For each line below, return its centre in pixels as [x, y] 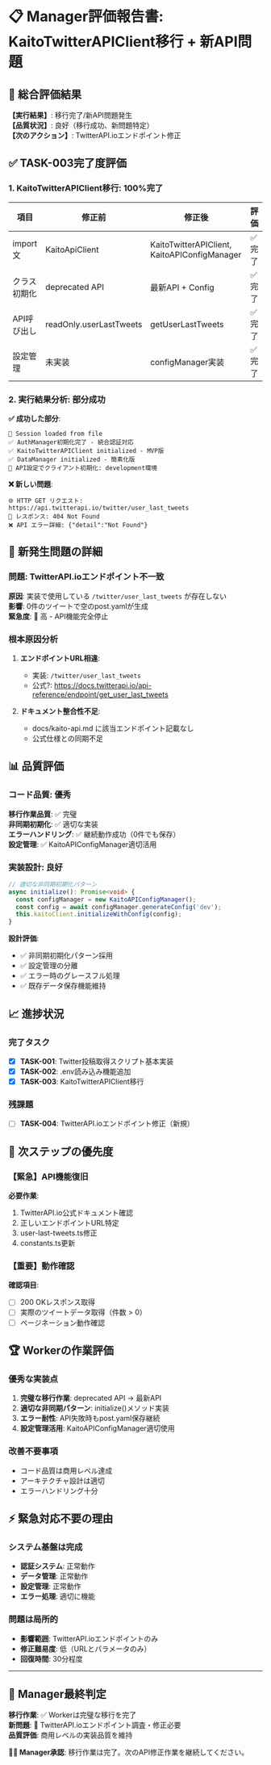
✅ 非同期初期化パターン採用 [66, 956]
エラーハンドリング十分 [59, 1490]
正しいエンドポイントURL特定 [69, 1223]
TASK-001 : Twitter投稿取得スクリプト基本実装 [97, 1061]
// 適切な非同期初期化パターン [53, 884]
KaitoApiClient [72, 249]
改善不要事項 [33, 1452]
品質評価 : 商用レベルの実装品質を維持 [71, 1735]
